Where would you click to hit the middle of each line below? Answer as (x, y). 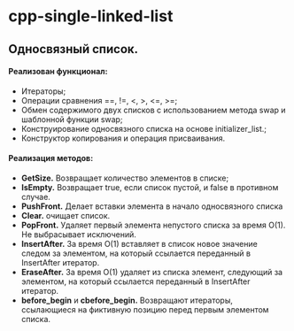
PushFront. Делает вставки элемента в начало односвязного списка (152, 206)
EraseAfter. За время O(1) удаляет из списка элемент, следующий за (152, 272)
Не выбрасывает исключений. (78, 234)
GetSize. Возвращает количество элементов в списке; (125, 178)
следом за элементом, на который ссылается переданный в (136, 253)
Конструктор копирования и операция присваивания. (123, 138)
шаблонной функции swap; (72, 119)
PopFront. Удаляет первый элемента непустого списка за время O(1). (153, 225)
